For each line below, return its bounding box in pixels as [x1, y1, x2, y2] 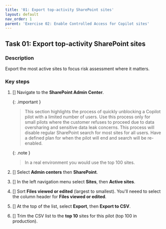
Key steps [5, 78, 30, 85]
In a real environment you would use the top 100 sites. [24, 159, 135, 165]
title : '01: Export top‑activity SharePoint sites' [5, 7, 114, 12]
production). [12, 218, 38, 224]
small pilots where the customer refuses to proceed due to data [24, 119, 155, 125]
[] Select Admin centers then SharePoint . [12, 169, 98, 175]
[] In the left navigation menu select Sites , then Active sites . [12, 179, 135, 185]
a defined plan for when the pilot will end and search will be [24, 135, 147, 141]
